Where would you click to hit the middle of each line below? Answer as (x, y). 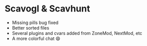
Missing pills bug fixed (35, 22)
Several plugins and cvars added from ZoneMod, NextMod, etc (77, 33)
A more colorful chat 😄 (36, 38)
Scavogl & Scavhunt (47, 9)
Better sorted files (31, 27)
